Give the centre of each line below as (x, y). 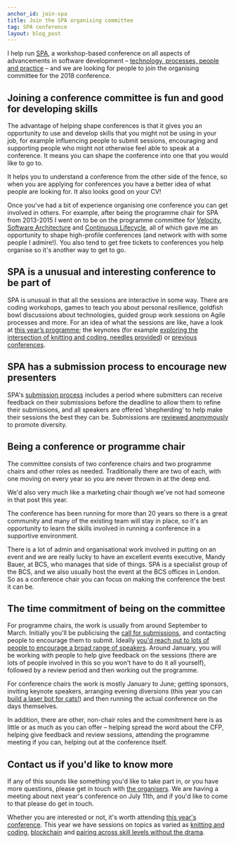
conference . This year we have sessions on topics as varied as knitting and (116, 825)
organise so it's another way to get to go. (67, 250)
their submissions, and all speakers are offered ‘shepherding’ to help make (115, 410)
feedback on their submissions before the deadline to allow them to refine (114, 402)
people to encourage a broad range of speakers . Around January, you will (114, 648)
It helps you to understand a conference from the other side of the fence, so (117, 177)
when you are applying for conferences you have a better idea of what (109, 184)
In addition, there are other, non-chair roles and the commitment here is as (115, 720)
